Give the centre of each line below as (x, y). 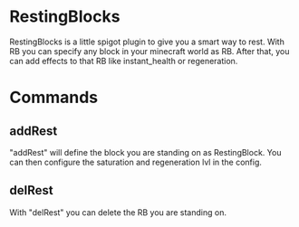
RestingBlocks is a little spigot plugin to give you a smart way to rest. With (147, 42)
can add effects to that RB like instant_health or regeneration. (124, 61)
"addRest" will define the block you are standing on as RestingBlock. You (145, 152)
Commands (54, 98)
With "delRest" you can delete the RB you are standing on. (118, 212)
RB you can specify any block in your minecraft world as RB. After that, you (149, 51)
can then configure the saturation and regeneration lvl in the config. (136, 162)
